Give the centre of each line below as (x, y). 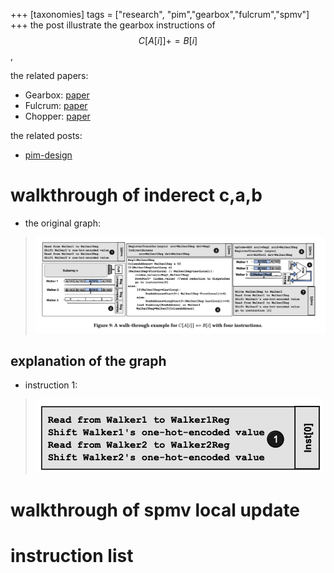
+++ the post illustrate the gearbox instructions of (113, 25)
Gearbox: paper (57, 95)
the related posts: (46, 135)
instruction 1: (51, 385)
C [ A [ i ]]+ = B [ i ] (168, 40)
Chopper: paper (57, 116)
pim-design (48, 155)
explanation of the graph (88, 361)
